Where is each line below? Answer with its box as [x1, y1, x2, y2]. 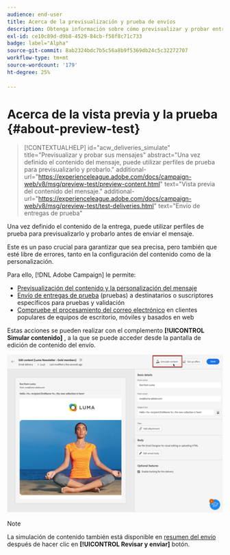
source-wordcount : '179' [7, 62, 78, 69]
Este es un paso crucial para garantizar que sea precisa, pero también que [7, 243, 218, 251]
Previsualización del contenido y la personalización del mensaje [16, 284, 197, 293]
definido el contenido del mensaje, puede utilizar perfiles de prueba [23, 158, 216, 166]
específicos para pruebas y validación [16, 299, 125, 307]
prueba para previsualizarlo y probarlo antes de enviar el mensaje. [7, 230, 194, 238]
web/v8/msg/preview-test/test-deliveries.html [23, 202, 154, 210]
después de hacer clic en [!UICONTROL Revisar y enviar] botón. [7, 540, 190, 548]
